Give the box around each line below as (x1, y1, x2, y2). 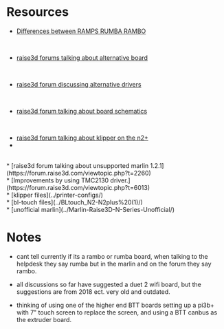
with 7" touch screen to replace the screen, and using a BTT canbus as (16, 308, 218, 317)
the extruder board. (16, 315, 72, 323)
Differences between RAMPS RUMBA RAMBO (16, 27, 146, 35)
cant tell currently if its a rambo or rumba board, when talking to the (16, 252, 208, 260)
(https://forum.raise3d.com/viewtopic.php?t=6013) (6, 183, 150, 191)
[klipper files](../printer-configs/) (10, 191, 104, 199)
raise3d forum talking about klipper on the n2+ (16, 134, 148, 142)
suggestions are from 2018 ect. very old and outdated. (16, 287, 171, 296)
